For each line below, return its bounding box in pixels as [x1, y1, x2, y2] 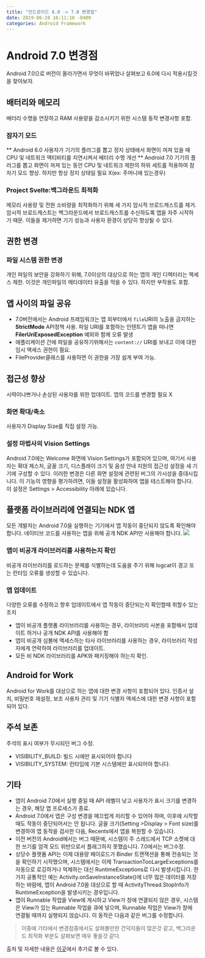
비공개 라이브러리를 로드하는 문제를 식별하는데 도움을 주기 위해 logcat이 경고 [6, 561, 188, 569]
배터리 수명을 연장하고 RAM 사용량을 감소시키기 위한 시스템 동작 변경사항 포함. [6, 114, 192, 122]
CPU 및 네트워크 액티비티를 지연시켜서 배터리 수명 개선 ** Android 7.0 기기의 [6, 154, 190, 161]
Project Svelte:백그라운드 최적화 [6, 186, 99, 194]
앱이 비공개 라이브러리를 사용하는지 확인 [6, 547, 116, 555]
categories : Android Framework [6, 20, 86, 26]
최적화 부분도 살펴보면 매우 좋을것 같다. [27, 932, 121, 940]
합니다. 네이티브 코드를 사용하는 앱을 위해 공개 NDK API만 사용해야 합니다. [6, 529, 182, 537]
